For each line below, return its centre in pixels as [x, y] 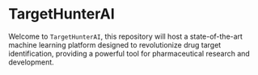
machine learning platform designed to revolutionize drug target [115, 44]
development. [31, 62]
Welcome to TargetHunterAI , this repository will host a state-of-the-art [125, 36]
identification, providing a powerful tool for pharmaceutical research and [129, 53]
